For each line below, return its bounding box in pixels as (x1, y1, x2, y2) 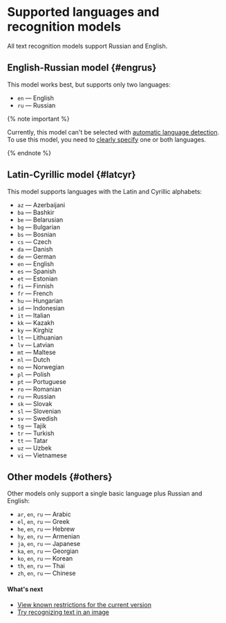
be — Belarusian (17, 216, 64, 224)
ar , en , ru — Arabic (17, 510, 71, 518)
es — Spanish (17, 267, 57, 275)
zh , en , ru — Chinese (17, 569, 76, 577)
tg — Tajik (17, 421, 47, 430)
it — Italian (17, 311, 50, 319)
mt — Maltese (17, 348, 57, 356)
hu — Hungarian (17, 296, 64, 305)
